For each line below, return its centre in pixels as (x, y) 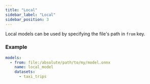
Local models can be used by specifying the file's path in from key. (75, 34)
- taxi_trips (33, 77)
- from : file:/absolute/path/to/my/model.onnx (60, 62)
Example (16, 47)
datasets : (25, 72)
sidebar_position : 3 (27, 19)
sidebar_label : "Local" (31, 15)
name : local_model (34, 67)
